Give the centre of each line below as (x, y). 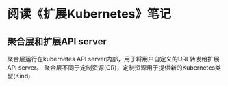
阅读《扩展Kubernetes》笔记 (89, 14)
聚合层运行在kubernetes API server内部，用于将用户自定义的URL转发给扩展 (114, 59)
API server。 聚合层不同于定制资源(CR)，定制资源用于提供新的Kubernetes (111, 68)
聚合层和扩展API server (57, 41)
